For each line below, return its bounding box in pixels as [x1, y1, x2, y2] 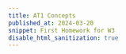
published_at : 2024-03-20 [8, 19, 94, 27]
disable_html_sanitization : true [8, 33, 119, 42]
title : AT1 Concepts [8, 11, 77, 20]
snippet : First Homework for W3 [8, 26, 115, 34]
